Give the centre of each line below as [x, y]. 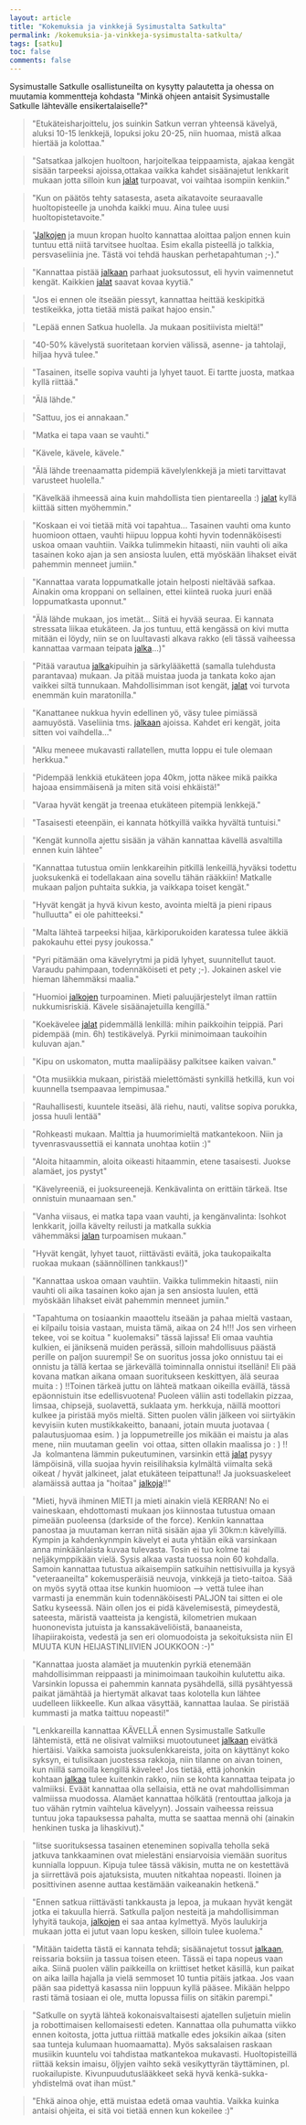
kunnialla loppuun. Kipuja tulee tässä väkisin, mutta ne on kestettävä [160, 1865]
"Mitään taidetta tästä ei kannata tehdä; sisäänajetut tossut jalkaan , [158, 1949]
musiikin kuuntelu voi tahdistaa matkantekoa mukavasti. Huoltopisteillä [164, 2054]
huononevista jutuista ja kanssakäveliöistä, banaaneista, [137, 1627]
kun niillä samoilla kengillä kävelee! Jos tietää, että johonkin [143, 1769]
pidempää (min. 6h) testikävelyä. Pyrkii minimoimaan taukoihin [149, 1034]
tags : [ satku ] [37, 43]
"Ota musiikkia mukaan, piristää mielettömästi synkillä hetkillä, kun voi [163, 1079]
